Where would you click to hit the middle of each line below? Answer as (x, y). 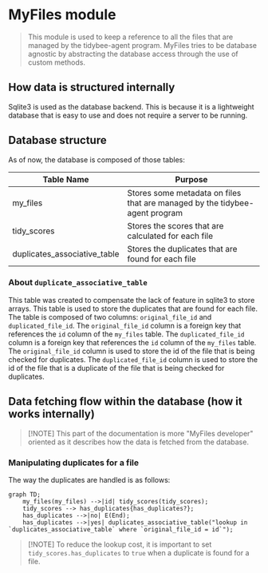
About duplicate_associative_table (78, 283)
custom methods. (57, 62)
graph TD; (25, 494)
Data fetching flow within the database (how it (125, 402)
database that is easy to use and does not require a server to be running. (128, 115)
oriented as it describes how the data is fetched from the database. (138, 442)
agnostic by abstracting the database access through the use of (133, 54)
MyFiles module (62, 15)
